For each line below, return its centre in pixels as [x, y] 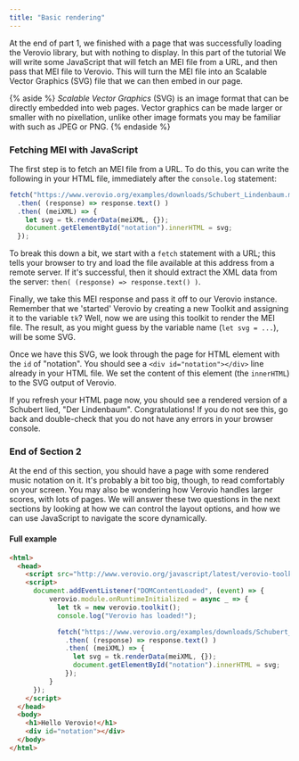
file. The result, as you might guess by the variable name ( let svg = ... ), [144, 327]
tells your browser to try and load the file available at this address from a [142, 263]
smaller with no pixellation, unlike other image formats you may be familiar [145, 117]
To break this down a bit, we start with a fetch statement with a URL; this [142, 253]
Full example [33, 539]
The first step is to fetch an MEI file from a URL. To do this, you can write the [149, 169]
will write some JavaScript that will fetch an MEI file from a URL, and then [143, 62]
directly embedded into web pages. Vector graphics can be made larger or [146, 107]
